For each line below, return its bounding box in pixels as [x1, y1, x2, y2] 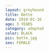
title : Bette [5, 12, 33, 17]
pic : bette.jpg [5, 36, 37, 41]
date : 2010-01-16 [5, 17, 42, 22]
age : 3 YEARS [5, 21, 33, 27]
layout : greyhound [5, 7, 44, 13]
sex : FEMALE [5, 40, 30, 45]
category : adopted [5, 26, 44, 31]
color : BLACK [5, 31, 33, 36]
